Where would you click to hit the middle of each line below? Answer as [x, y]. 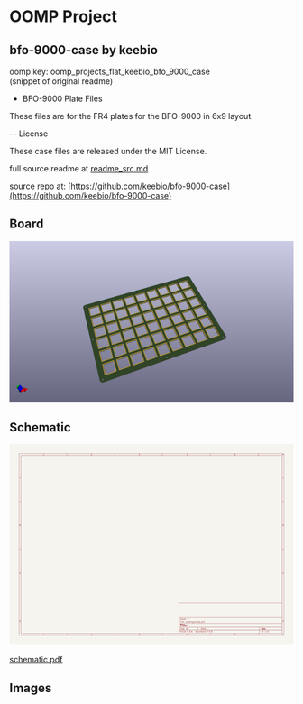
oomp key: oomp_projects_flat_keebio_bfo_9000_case [110, 71]
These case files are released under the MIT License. [108, 151]
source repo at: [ [40, 186]
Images [31, 688]
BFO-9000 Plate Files [62, 98]
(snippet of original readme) [61, 81]
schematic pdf [36, 660]
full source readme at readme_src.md [79, 168]
